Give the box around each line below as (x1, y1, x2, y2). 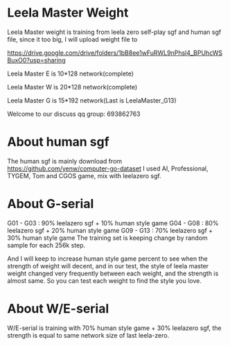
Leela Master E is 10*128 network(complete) (7, 69, 134, 78)
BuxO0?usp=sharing (7, 55, 66, 64)
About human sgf (7, 134, 109, 150)
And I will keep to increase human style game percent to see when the (7, 254, 208, 263)
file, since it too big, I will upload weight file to (7, 35, 138, 43)
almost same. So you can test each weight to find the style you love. (7, 276, 202, 285)
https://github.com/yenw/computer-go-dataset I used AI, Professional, (7, 164, 209, 173)
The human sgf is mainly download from (7, 157, 123, 165)
